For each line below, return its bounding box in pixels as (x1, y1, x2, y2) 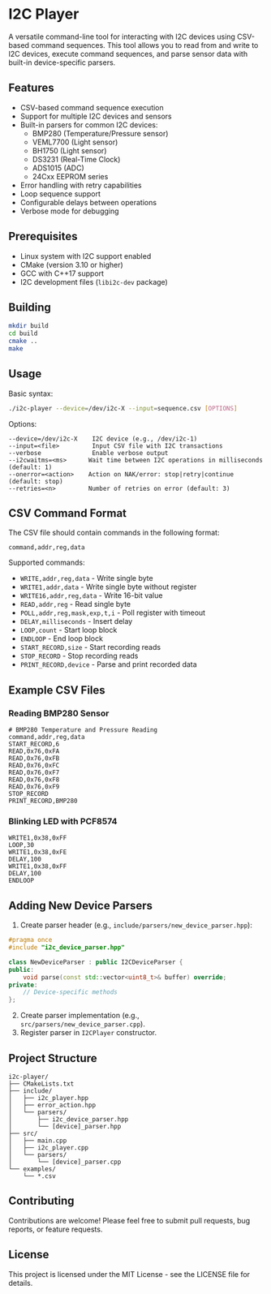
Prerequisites (8, 230, 78, 243)
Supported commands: (8, 557, 85, 568)
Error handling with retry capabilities (19, 180, 142, 190)
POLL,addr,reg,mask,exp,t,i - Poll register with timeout (19, 608, 205, 617)
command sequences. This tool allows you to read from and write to (31, 40, 259, 49)
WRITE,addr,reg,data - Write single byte (19, 574, 153, 583)
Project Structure (8, 1051, 97, 1065)
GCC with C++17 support (19, 269, 104, 278)
